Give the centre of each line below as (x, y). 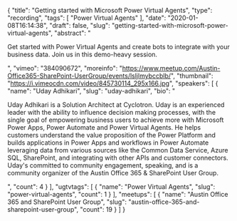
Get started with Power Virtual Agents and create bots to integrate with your (118, 47)
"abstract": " (73, 33)
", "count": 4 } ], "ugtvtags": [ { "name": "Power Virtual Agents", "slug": (111, 187)
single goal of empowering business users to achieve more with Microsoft (116, 120)
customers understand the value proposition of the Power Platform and (111, 135)
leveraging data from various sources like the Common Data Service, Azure (118, 150)
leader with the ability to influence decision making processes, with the (111, 112)
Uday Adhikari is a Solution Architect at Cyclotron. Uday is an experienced (116, 105)
